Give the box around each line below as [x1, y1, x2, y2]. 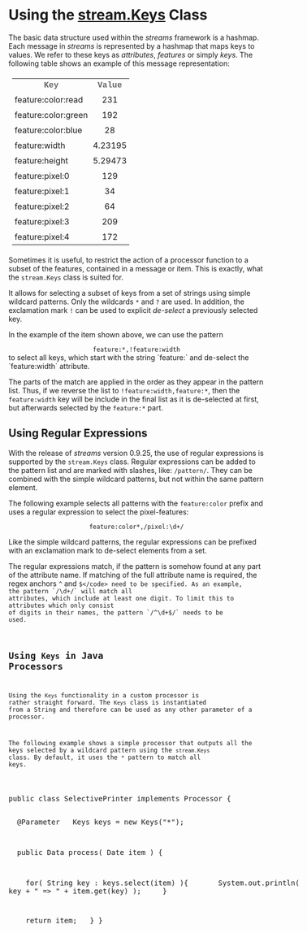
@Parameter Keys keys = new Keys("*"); [16, 818, 184, 827]
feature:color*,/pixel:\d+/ [89, 523, 184, 531]
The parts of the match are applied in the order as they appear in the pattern [8, 376, 264, 387]
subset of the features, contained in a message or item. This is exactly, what [8, 263, 264, 273]
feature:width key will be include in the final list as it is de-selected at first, [8, 394, 260, 404]
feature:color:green [15, 109, 89, 120]
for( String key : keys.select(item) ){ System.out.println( [25, 879, 301, 887]
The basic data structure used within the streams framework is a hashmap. [8, 33, 260, 42]
